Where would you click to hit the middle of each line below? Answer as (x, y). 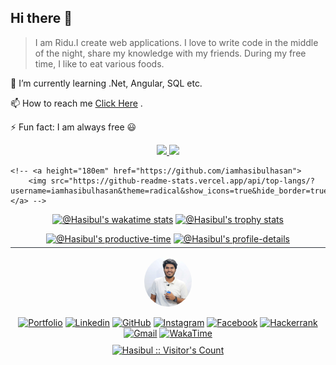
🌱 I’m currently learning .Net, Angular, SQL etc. (106, 83)
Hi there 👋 (41, 18)
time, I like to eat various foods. (99, 63)
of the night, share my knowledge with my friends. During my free (170, 53)
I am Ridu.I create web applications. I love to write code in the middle (176, 42)
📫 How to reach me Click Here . (76, 103)
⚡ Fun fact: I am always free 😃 (73, 127)
